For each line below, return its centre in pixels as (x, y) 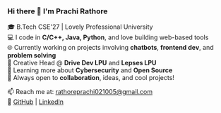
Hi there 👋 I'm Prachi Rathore (58, 11)
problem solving (32, 55)
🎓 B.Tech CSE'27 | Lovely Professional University (80, 27)
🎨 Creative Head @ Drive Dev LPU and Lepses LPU (82, 63)
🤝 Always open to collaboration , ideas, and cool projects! (91, 78)
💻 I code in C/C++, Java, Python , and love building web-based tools (108, 37)
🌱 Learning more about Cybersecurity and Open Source (90, 70)
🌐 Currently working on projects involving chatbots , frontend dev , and (110, 48)
